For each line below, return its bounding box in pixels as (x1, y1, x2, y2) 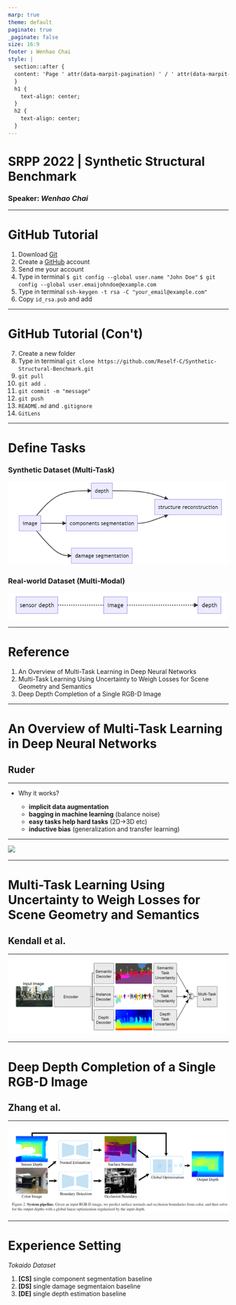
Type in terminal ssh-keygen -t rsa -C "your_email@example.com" (18, 288, 208, 296)
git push (18, 395, 44, 403)
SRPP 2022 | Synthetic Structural (8, 153, 205, 169)
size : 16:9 (8, 41, 40, 48)
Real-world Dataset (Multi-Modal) (8, 576, 125, 586)
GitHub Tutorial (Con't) (8, 326, 143, 342)
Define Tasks (8, 440, 86, 456)
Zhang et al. (8, 1102, 62, 1114)
